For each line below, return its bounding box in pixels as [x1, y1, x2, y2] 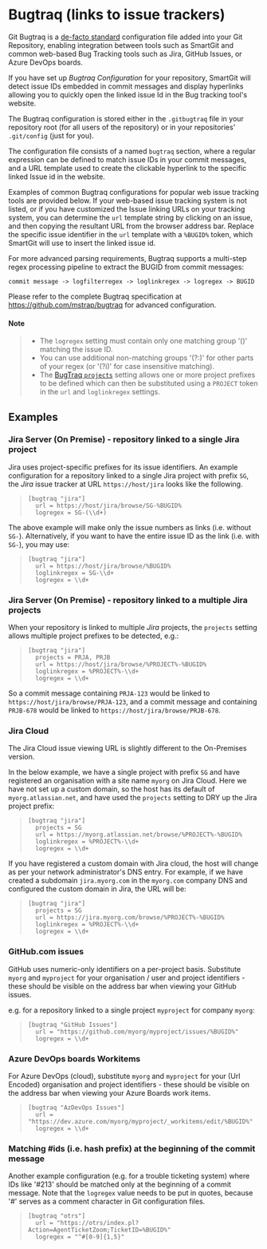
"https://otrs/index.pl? [57, 1219, 139, 1227]
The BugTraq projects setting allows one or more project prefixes [39, 370, 256, 380]
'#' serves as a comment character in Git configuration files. [8, 1196, 206, 1207]
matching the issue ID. [39, 345, 113, 355]
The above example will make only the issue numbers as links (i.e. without [8, 522, 251, 532]
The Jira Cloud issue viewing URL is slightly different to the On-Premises [8, 743, 247, 753]
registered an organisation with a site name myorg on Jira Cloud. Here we [8, 776, 247, 786]
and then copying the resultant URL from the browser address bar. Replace [8, 221, 255, 231]
